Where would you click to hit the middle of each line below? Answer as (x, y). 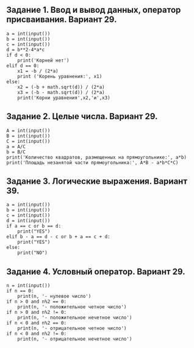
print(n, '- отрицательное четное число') (72, 328)
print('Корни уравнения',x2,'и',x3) (64, 98)
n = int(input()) (28, 286)
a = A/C (16, 147)
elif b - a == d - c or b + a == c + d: (59, 237)
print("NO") (32, 253)
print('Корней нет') (43, 60)
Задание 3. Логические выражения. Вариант (97, 182)
